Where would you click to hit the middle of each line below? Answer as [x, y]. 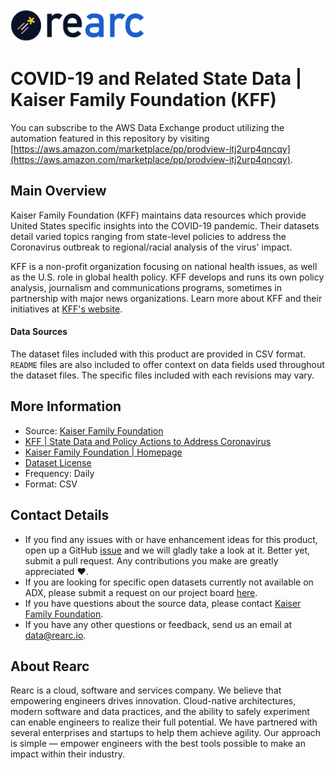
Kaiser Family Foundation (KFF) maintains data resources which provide [158, 215]
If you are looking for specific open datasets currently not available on [169, 582]
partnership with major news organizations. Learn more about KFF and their [166, 298]
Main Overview [58, 191]
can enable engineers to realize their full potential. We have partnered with [164, 722]
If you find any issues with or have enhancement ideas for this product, [171, 539]
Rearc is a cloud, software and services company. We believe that [146, 690]
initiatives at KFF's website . [66, 309]
